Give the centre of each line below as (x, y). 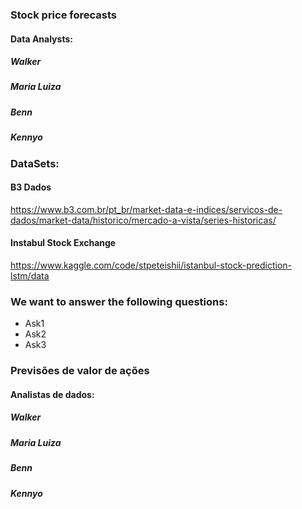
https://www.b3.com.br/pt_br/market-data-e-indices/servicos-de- (146, 209)
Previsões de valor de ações (80, 371)
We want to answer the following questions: (119, 301)
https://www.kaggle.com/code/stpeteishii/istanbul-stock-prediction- (151, 265)
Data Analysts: (41, 39)
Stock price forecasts (63, 15)
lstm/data (30, 276)
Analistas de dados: (52, 394)
